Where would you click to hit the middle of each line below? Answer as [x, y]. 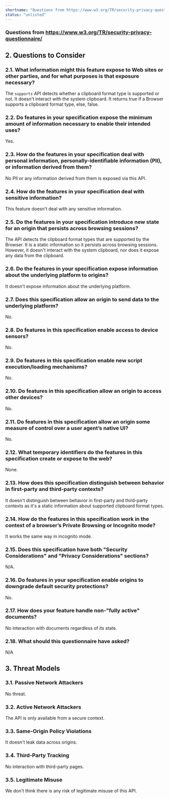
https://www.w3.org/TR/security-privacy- [99, 33]
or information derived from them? [49, 167]
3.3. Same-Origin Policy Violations [49, 731]
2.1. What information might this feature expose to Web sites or [84, 70]
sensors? [17, 336]
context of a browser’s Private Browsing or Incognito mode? [80, 525]
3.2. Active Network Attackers [43, 707]
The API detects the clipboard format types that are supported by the [77, 239]
